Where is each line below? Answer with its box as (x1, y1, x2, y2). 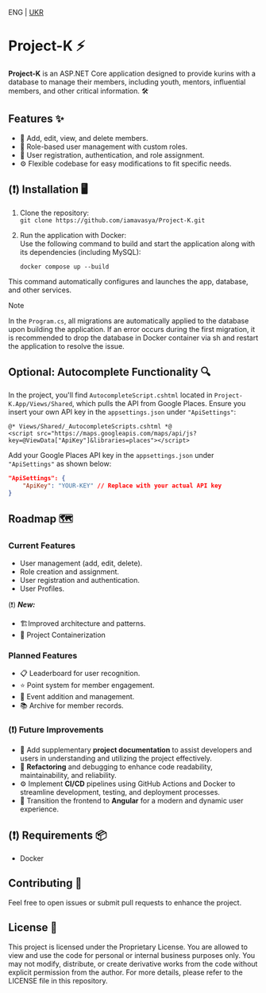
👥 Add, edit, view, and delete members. (19, 133, 148, 143)
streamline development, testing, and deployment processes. (19, 788, 221, 797)
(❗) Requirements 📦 (8, 828, 107, 842)
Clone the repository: (19, 208, 90, 217)
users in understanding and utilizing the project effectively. (19, 753, 213, 764)
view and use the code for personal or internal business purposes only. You (8, 950, 256, 960)
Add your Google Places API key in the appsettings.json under (8, 451, 214, 460)
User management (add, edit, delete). (19, 558, 143, 568)
